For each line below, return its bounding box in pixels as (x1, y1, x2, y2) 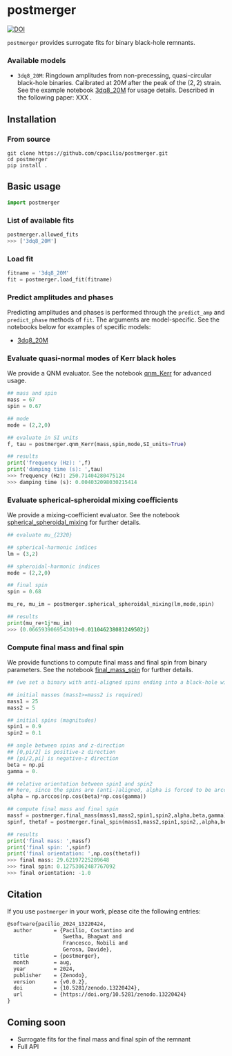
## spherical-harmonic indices (7, 544, 97, 551)
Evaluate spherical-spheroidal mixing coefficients (7, 495, 178, 505)
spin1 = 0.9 (7, 723, 41, 730)
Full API (17, 1042, 39, 1050)
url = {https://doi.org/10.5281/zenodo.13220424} (13, 991, 187, 998)
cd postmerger (7, 156, 48, 163)
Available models (7, 55, 66, 65)
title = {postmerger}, (13, 953, 100, 960)
